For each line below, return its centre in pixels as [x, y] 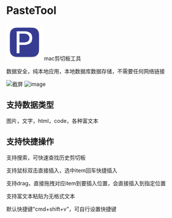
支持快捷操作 [30, 142]
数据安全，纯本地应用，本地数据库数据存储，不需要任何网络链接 [85, 71]
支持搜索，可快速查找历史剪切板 [46, 157]
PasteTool [31, 11]
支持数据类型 [30, 105]
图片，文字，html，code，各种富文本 [52, 121]
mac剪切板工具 [62, 58]
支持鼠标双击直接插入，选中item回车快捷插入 [62, 170]
